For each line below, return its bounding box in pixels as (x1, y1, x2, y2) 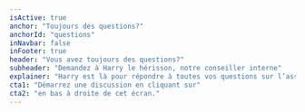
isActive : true (9, 13, 67, 23)
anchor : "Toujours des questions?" (9, 22, 144, 31)
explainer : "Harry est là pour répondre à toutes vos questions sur (9, 72, 274, 81)
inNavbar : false (9, 38, 71, 48)
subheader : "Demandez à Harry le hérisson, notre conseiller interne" (9, 64, 282, 73)
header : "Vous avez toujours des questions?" (9, 55, 184, 64)
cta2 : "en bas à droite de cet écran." (9, 89, 161, 98)
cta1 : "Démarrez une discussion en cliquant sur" (9, 80, 202, 89)
